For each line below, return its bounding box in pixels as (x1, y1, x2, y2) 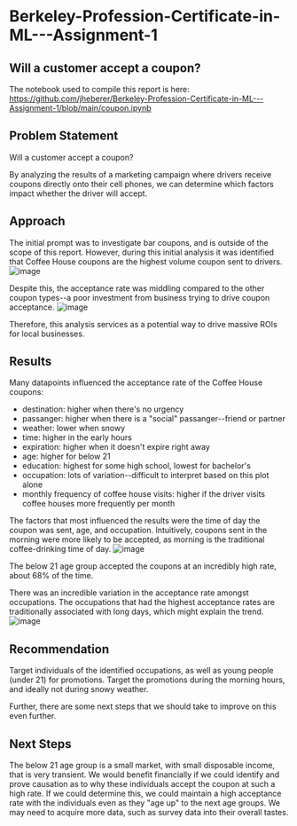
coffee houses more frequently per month (21, 499, 176, 509)
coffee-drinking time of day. (9, 544, 112, 555)
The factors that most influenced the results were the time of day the (9, 515, 261, 526)
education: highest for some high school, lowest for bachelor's (21, 460, 251, 471)
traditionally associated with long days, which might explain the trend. (9, 606, 264, 618)
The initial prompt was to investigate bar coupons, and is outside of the (9, 237, 269, 248)
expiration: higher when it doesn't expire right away (21, 442, 211, 452)
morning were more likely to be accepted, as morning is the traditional (9, 534, 265, 545)
